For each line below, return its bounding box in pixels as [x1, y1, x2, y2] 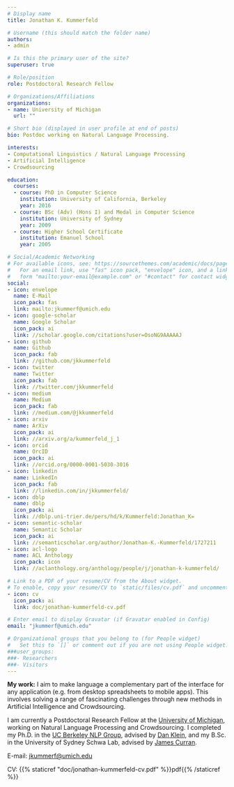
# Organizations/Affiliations [7, 93, 95, 100]
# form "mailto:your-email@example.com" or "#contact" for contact [7, 273, 214, 280]
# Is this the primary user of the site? [7, 55, 130, 62]
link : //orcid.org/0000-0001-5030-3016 [13, 461, 130, 468]
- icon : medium [7, 390, 52, 397]
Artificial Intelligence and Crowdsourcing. [7, 703, 126, 711]
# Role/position [7, 74, 54, 81]
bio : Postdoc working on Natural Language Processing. [7, 132, 170, 139]
